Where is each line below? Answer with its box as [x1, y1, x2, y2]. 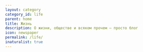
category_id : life [5, 12, 43, 17]
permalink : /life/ [5, 35, 43, 40]
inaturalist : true [5, 40, 43, 45]
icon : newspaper [5, 30, 39, 35]
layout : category [5, 7, 41, 12]
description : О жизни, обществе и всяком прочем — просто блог [5, 26, 139, 31]
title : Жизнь [5, 21, 32, 26]
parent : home [5, 16, 32, 21]
